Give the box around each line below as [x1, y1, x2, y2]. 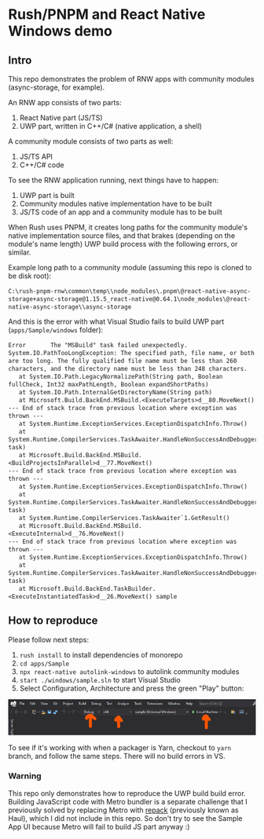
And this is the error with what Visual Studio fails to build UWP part [8, 317, 225, 326]
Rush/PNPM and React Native [8, 5, 206, 24]
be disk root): [8, 271, 52, 280]
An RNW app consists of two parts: [8, 98, 122, 107]
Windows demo [8, 22, 112, 40]
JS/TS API [19, 152, 53, 161]
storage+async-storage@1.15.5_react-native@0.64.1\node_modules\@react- [8, 295, 251, 303]
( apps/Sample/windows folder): [8, 325, 104, 335]
